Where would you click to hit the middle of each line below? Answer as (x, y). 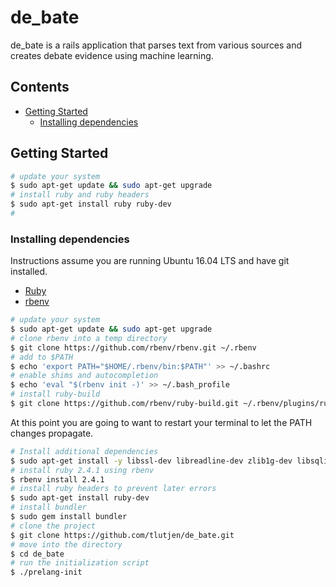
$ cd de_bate (37, 554)
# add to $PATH (42, 357)
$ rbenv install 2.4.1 (57, 479)
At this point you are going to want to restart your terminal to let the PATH (161, 422)
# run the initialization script (80, 563)
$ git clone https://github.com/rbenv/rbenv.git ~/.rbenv (133, 347)
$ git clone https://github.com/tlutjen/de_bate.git (122, 535)
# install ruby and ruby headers (80, 195)
